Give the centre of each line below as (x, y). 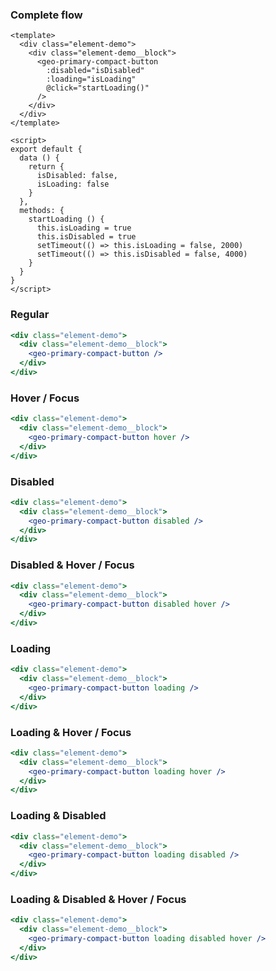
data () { (39, 158)
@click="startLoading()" (98, 88)
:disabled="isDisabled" (95, 71)
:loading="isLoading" (91, 79)
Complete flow (46, 15)
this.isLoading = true (84, 228)
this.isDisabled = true (86, 237)
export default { (46, 149)
